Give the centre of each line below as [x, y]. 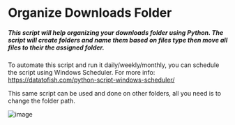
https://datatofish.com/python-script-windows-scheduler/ [91, 80]
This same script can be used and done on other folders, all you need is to [115, 94]
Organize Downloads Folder [90, 13]
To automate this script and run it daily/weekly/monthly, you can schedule [114, 65]
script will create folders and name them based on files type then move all [118, 40]
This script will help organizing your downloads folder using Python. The [116, 32]
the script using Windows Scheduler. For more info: [82, 73]
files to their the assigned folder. [56, 47]
